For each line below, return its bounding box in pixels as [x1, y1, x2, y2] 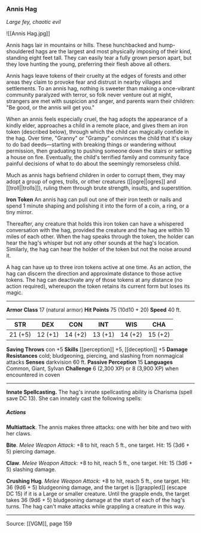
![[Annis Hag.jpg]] [6, 30, 50, 37]
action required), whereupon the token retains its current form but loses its [6, 283, 190, 290]
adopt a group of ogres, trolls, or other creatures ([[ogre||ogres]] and [6, 178, 176, 185]
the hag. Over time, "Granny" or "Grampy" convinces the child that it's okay [6, 135, 193, 142]
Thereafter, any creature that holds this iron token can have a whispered [6, 220, 184, 227]
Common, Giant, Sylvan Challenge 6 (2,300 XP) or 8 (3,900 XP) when [6, 365, 179, 372]
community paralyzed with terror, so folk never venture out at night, [6, 92, 173, 99]
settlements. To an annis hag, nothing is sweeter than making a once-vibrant [6, 85, 195, 92]
